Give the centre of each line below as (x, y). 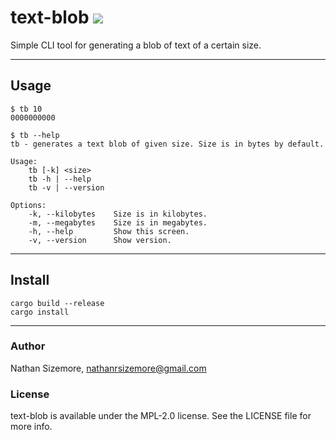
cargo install (40, 312)
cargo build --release (57, 303)
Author (28, 346)
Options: (28, 205)
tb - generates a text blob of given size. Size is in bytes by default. (167, 144)
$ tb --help (35, 135)
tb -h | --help (60, 179)
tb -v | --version (66, 187)
